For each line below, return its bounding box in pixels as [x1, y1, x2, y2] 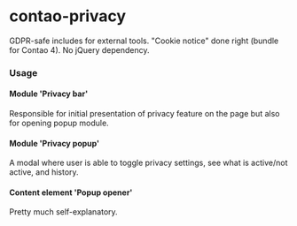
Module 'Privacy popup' [9, 138, 100, 148]
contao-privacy [9, 6, 127, 26]
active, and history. [9, 167, 79, 177]
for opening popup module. [9, 117, 109, 129]
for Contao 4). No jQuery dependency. [9, 44, 150, 55]
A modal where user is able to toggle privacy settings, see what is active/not [9, 157, 288, 169]
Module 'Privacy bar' [9, 88, 89, 99]
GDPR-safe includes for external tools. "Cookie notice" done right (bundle [9, 35, 279, 46]
